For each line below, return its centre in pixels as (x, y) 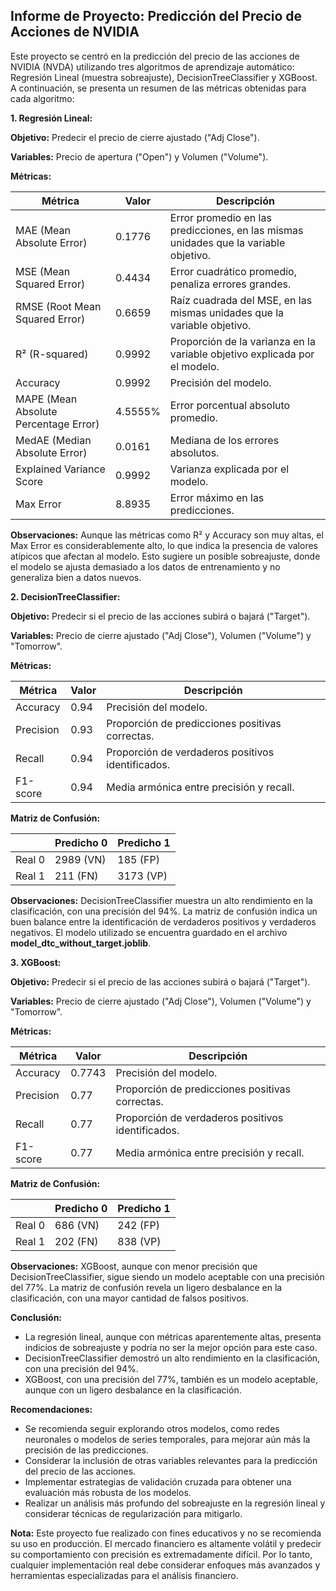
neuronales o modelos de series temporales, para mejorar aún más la (167, 1439)
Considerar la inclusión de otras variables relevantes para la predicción (171, 1460)
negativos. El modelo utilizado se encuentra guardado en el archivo (149, 932)
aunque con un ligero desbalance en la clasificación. (133, 1390)
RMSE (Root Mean (58, 306)
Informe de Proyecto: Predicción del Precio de (156, 16)
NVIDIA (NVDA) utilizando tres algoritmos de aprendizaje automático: (152, 66)
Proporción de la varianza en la (242, 341)
